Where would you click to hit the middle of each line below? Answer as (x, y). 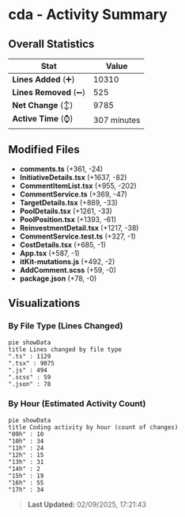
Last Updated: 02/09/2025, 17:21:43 (87, 504)
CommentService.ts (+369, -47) (74, 194)
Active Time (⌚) (43, 119)
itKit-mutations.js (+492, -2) (67, 261)
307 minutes (117, 120)
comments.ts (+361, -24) (61, 169)
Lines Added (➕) (43, 79)
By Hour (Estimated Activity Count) (77, 404)
